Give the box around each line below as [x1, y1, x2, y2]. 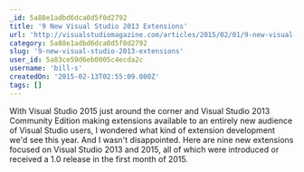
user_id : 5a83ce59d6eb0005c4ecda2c [9, 55, 144, 64]
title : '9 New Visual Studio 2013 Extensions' [9, 22, 188, 31]
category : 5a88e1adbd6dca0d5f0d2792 [9, 38, 147, 48]
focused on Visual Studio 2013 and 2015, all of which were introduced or [9, 144, 280, 155]
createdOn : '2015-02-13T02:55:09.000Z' [9, 72, 160, 81]
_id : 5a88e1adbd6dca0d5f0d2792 [9, 13, 128, 23]
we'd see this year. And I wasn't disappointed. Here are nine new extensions [9, 134, 294, 145]
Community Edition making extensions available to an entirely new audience [9, 115, 293, 126]
